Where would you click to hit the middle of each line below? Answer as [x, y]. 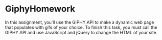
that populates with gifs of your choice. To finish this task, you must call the [81, 27]
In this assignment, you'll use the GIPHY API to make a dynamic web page [80, 22]
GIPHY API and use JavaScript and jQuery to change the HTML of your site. [81, 32]
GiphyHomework [40, 9]
